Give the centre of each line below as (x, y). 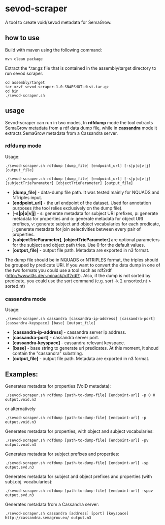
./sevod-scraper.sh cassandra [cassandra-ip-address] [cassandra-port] (80, 319)
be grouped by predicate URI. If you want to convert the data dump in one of (83, 265)
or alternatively (20, 409)
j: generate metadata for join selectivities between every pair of (77, 229)
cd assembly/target (25, 82)
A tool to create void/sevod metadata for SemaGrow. (58, 22)
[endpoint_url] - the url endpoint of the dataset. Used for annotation (82, 203)
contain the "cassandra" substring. (48, 353)
